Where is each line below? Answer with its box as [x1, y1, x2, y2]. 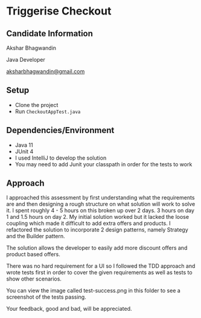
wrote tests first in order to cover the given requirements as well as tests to [6, 269, 193, 276]
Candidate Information [6, 28, 94, 39]
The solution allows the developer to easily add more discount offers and [6, 244, 188, 251]
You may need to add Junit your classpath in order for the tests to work [14, 160, 193, 167]
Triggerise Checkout [6, 4, 112, 18]
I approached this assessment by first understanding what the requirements [6, 194, 195, 201]
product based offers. [6, 251, 60, 258]
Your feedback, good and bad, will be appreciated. [6, 305, 132, 313]
